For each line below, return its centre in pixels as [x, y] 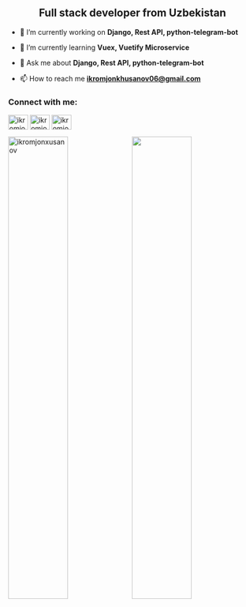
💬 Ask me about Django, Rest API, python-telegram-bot [112, 62]
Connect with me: [43, 102]
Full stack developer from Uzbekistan [132, 13]
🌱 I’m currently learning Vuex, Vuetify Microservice [104, 47]
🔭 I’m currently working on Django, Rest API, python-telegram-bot [129, 32]
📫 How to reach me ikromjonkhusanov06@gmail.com [110, 78]
